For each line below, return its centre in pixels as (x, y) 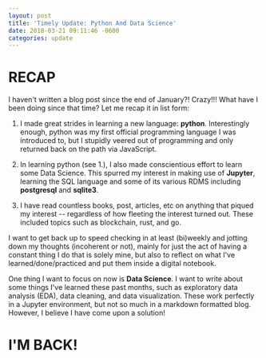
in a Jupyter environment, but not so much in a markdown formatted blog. (130, 304)
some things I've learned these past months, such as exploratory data (123, 288)
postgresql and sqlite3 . (59, 190)
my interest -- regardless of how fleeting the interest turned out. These (137, 214)
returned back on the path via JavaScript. (88, 149)
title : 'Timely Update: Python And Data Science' (93, 23)
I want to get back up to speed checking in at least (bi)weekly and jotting (128, 238)
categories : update (41, 38)
